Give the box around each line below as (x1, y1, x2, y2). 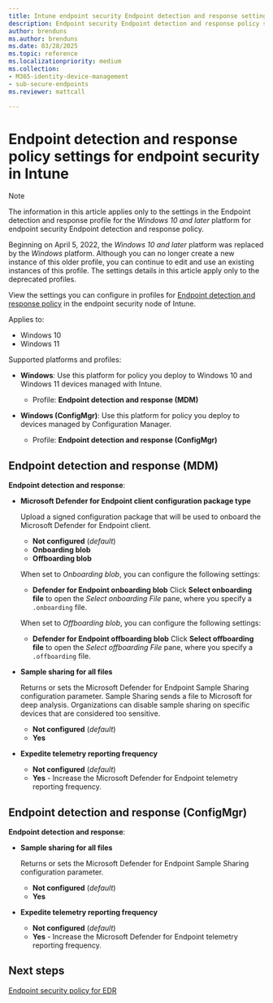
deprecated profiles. (8, 274, 77, 285)
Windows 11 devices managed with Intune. (19, 379, 162, 389)
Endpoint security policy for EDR (8, 985, 117, 995)
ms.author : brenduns (8, 34, 79, 43)
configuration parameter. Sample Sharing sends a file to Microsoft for (19, 691, 253, 701)
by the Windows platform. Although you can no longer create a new (8, 249, 235, 259)
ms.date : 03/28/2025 (8, 42, 79, 50)
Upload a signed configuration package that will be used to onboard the (19, 512, 262, 521)
